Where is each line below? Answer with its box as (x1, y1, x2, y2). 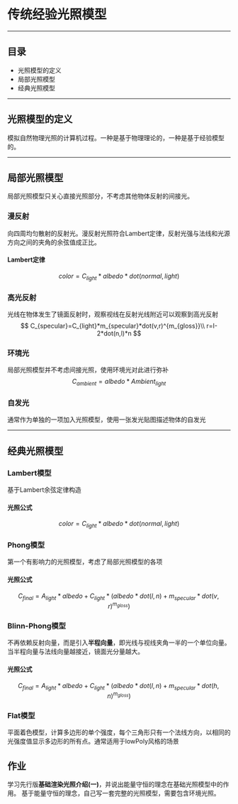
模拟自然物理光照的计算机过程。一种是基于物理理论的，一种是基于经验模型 (7, 133, 225, 142)
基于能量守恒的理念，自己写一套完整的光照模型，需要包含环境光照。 (21, 789, 220, 798)
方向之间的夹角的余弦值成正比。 (7, 237, 101, 246)
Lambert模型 (7, 468, 52, 478)
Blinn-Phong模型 (7, 621, 66, 631)
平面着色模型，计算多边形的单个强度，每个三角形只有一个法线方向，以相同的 (7, 728, 231, 736)
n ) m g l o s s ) (107, 690, 131, 700)
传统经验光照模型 (7, 6, 108, 23)
